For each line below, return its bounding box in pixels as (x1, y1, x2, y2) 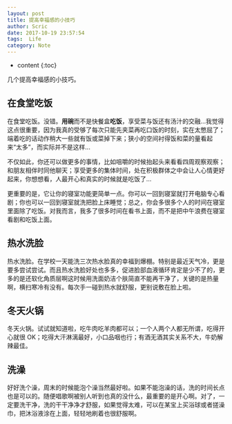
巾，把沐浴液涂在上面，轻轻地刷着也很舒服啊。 (7, 410, 140, 418)
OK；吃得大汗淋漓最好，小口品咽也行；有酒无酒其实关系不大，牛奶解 (26, 333, 224, 341)
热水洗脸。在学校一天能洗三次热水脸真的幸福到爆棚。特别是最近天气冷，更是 (7, 256, 225, 265)
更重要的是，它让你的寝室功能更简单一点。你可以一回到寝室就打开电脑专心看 (7, 189, 225, 197)
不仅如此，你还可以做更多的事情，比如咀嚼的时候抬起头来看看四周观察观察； (7, 157, 225, 165)
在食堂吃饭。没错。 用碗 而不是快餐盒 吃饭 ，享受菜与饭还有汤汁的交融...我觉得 (7, 117, 224, 125)
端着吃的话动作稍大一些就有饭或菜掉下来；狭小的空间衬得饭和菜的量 (7, 134, 201, 142)
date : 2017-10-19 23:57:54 (7, 29, 85, 37)
